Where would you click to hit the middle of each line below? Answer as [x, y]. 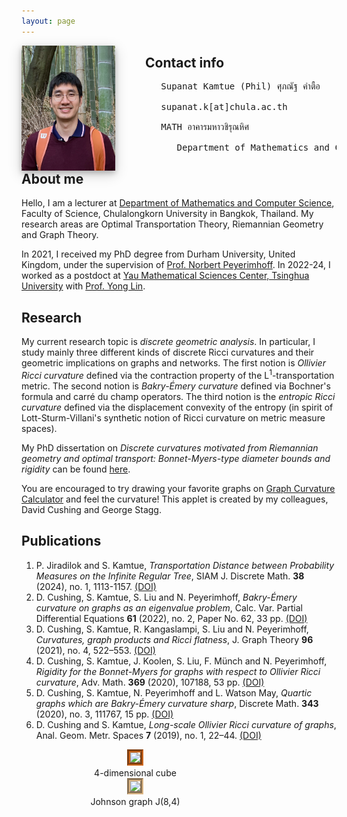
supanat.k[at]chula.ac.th [224, 107]
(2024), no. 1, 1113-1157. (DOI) [96, 586]
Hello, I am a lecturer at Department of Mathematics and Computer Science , [178, 203]
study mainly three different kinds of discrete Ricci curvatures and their [168, 352]
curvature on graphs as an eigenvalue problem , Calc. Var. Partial [169, 607]
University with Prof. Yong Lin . [83, 286]
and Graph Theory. [60, 235]
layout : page [48, 21]
